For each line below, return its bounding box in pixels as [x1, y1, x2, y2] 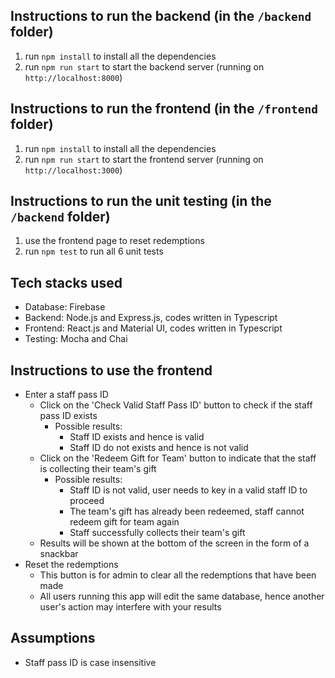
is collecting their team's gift [39, 463, 157, 475]
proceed [69, 495, 105, 507]
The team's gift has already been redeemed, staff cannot [69, 505, 305, 518]
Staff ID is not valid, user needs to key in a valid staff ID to [69, 484, 308, 496]
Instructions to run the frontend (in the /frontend [10, 100, 319, 118]
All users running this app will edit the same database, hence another [39, 590, 325, 603]
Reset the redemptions [24, 559, 119, 571]
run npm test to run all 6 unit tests [24, 245, 164, 258]
